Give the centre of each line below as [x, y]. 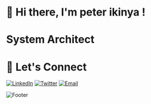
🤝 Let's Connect [47, 67]
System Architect [50, 40]
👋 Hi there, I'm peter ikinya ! [76, 12]
